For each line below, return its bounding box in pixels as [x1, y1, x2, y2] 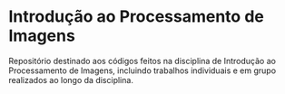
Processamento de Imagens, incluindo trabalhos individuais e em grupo [8, 65, 277, 76]
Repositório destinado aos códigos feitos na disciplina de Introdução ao [8, 55, 276, 66]
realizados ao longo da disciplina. [8, 74, 133, 85]
